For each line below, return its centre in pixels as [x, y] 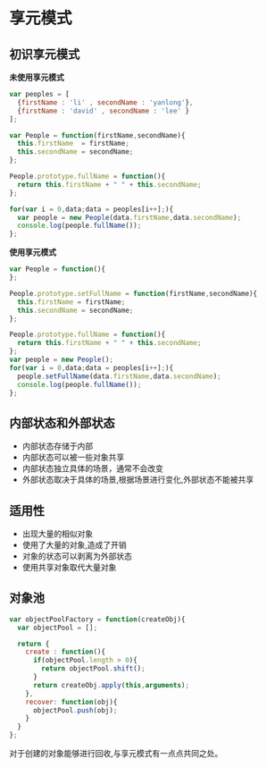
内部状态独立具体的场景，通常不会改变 [92, 468]
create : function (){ [65, 652]
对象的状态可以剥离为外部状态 [77, 556]
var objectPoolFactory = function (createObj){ [97, 619]
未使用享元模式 [37, 77]
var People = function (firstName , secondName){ [97, 135]
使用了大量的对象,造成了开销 [74, 545]
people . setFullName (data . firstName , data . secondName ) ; [119, 376]
